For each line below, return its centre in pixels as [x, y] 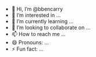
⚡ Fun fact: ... [27, 49]
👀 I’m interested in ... [36, 15]
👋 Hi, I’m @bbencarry [37, 9]
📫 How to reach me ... [38, 34]
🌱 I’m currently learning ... [42, 21]
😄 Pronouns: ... [30, 42]
